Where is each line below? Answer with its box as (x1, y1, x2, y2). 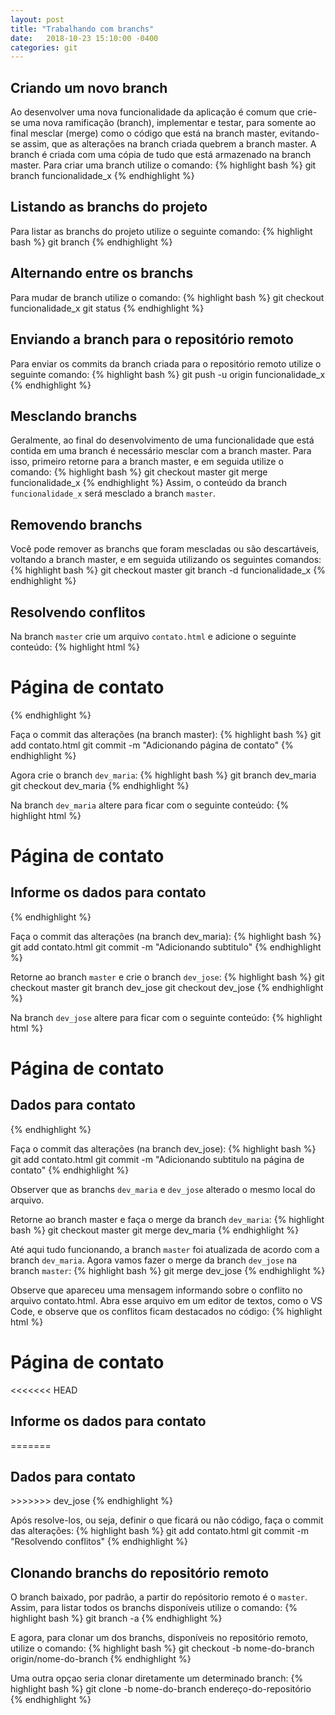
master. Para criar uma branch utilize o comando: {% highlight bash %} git (10, 159, 317, 171)
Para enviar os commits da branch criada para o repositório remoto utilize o (10, 357, 322, 370)
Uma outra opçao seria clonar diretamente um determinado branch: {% (10, 1672, 304, 1685)
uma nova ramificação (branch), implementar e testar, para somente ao (22, 117, 317, 129)
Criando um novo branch (10, 79, 168, 96)
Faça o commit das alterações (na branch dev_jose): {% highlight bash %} (10, 1142, 317, 1155)
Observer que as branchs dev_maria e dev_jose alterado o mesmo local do (10, 1183, 316, 1195)
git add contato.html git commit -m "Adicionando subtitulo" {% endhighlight (10, 941, 322, 953)
